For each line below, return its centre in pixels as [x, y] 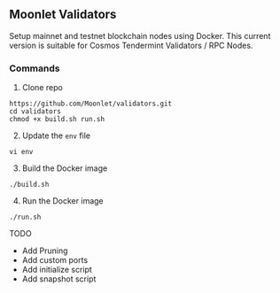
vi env [21, 152]
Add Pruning [45, 251]
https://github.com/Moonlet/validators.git [91, 104]
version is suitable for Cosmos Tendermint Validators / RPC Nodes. [131, 45]
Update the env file [56, 135]
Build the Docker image [65, 168]
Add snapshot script [59, 279]
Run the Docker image [62, 201]
